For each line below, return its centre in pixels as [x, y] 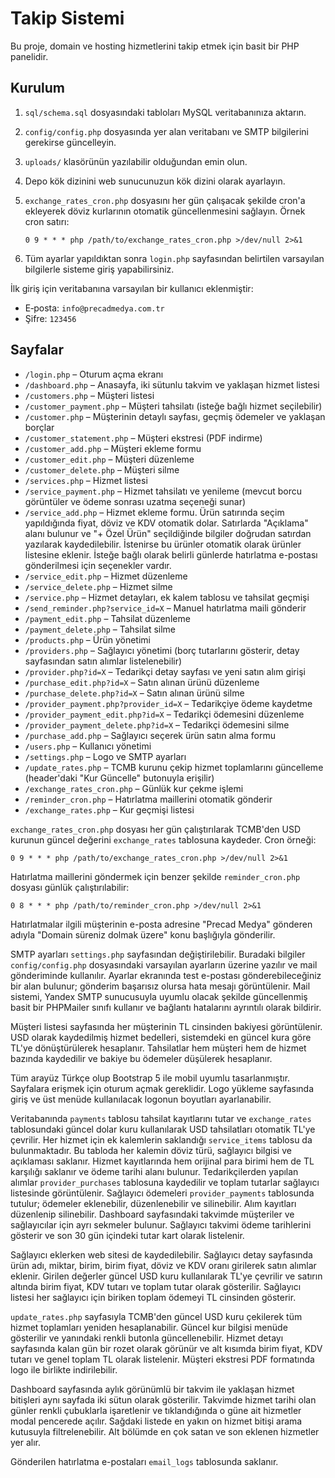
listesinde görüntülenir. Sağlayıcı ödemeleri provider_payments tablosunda [162, 1193]
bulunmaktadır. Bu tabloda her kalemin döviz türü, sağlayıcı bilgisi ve [151, 1150]
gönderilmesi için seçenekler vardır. [98, 565]
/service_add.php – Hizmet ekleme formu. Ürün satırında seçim [154, 512]
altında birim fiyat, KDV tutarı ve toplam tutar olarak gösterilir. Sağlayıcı [156, 1286]
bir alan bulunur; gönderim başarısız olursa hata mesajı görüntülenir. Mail [160, 986]
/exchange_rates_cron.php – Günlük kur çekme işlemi [134, 788]
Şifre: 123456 [50, 318]
